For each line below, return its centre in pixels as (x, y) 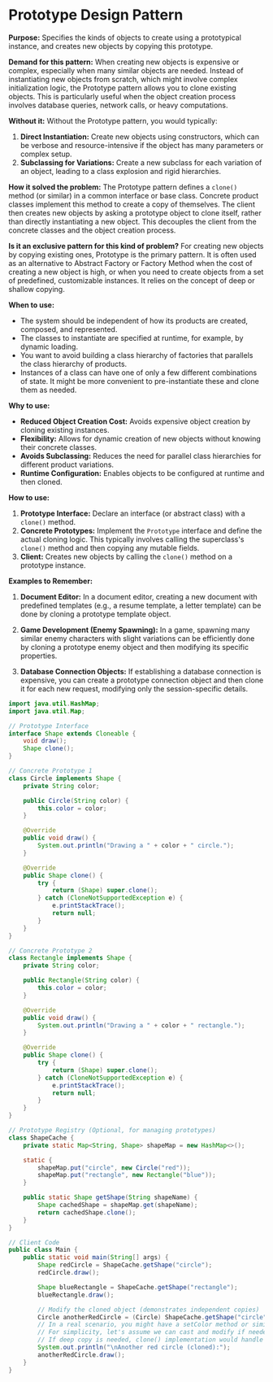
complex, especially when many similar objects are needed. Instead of (126, 70)
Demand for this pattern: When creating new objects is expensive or (124, 62)
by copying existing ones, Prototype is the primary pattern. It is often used (133, 255)
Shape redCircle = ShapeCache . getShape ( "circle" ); (125, 1265)
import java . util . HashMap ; (54, 704)
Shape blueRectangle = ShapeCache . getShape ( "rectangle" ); (138, 1287)
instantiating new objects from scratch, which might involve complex (123, 79)
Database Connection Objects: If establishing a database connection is (141, 671)
